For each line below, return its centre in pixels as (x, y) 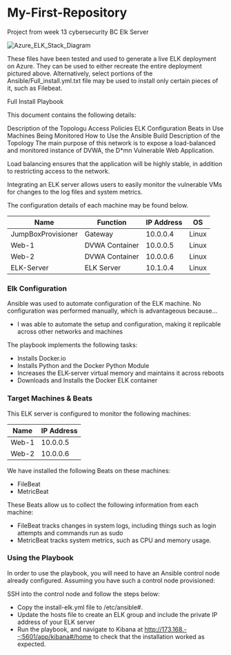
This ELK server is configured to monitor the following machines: (99, 414)
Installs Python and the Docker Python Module (83, 366)
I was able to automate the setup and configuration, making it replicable (119, 324)
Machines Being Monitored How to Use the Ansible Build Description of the (114, 136)
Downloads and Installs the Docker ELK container (87, 380)
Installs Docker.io (42, 358)
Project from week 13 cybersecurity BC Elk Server (78, 32)
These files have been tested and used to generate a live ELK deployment (112, 58)
